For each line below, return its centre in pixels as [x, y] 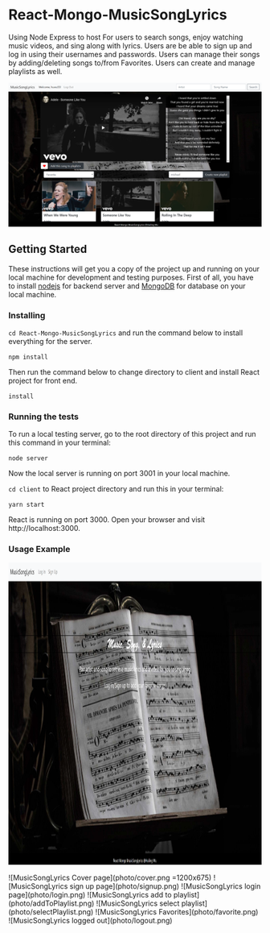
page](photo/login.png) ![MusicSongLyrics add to [90, 894]
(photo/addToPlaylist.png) [51, 903]
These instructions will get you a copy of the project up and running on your [134, 268]
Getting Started [48, 249]
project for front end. [43, 381]
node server [28, 458]
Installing [27, 315]
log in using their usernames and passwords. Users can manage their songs [134, 54]
